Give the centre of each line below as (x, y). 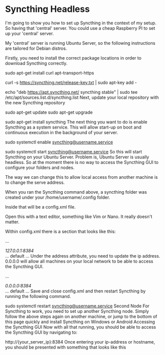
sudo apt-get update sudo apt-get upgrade (49, 112)
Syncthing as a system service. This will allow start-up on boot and (73, 127)
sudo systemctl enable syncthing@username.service (59, 142)
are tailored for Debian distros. (36, 48)
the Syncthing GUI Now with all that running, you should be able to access (81, 327)
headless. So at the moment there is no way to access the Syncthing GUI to (82, 162)
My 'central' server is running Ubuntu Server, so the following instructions (80, 43)
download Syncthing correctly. (36, 63)
